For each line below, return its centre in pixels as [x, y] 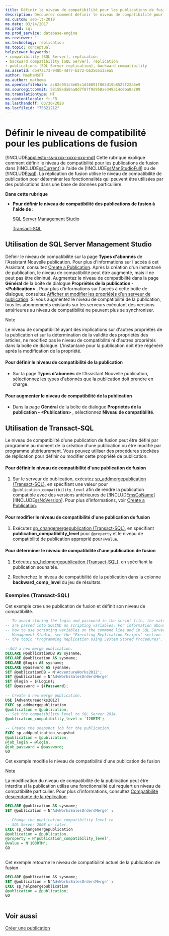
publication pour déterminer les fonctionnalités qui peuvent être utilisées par [84, 179]
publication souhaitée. [35, 567]
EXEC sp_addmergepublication [36, 705]
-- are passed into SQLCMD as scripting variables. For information [78, 625]
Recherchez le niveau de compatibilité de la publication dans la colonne [87, 577]
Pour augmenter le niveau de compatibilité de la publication [69, 396]
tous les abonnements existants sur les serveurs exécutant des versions [80, 304]
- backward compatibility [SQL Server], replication [62, 61]
